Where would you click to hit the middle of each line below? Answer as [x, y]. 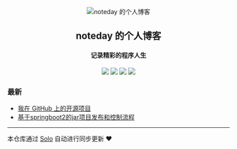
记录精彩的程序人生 [119, 55]
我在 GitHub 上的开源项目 [54, 108]
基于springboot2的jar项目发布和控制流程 [76, 117]
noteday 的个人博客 [119, 36]
